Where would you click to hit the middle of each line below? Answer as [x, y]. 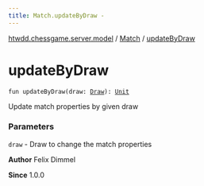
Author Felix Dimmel [42, 159]
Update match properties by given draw [73, 106]
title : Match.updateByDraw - [56, 15]
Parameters [31, 126]
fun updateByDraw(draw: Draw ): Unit [69, 91]
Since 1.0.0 [27, 175]
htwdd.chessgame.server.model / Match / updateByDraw [102, 38]
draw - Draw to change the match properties [80, 144]
